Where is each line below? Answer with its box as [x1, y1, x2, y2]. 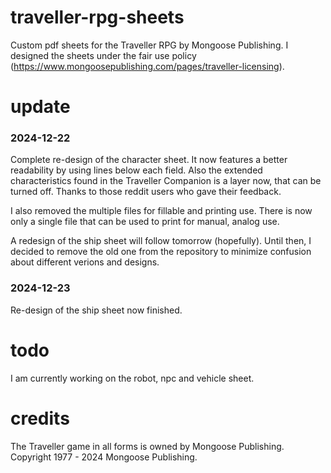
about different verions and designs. [10, 256, 160, 268]
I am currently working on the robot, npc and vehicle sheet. [10, 372, 255, 384]
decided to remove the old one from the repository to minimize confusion [10, 246, 312, 258]
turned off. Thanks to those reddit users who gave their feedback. [10, 186, 282, 198]
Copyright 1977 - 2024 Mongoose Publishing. [10, 451, 198, 463]
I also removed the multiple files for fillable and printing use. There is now [10, 205, 313, 217]
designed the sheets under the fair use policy [10, 49, 197, 61]
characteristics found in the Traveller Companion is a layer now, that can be [10, 175, 322, 187]
